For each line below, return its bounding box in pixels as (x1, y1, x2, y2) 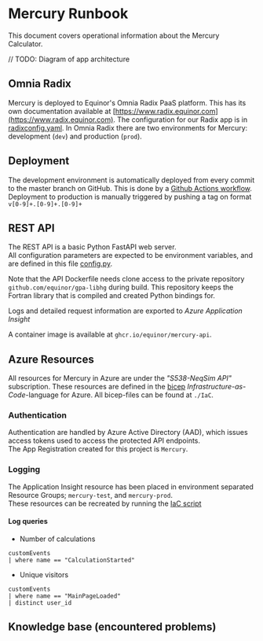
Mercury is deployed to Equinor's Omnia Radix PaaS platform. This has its (8, 98, 247, 107)
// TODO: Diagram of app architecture (8, 54, 130, 64)
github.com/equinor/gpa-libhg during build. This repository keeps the (8, 282, 234, 292)
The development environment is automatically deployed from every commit (8, 175, 255, 185)
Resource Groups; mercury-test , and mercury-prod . (8, 490, 173, 499)
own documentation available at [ (8, 106, 116, 116)
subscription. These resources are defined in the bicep (8, 382, 186, 392)
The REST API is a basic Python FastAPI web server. (8, 242, 177, 252)
